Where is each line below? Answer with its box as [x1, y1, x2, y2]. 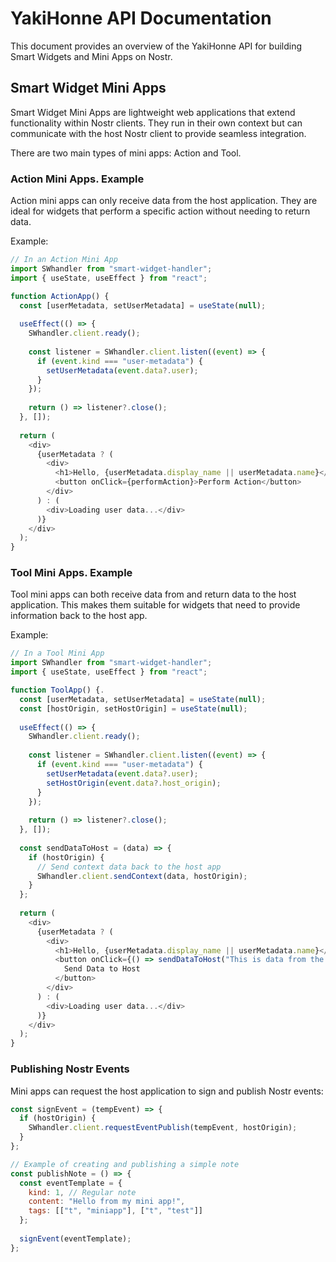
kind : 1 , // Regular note [28, 1187, 137, 1197]
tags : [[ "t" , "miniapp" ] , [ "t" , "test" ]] [28, 1206, 203, 1216]
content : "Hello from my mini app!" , [28, 1197, 186, 1207]
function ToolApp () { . [10, 685, 105, 696]
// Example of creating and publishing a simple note [10, 1159, 240, 1169]
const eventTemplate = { [19, 1178, 123, 1188]
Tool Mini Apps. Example [10, 566, 133, 580]
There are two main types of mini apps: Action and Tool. [10, 147, 242, 159]
